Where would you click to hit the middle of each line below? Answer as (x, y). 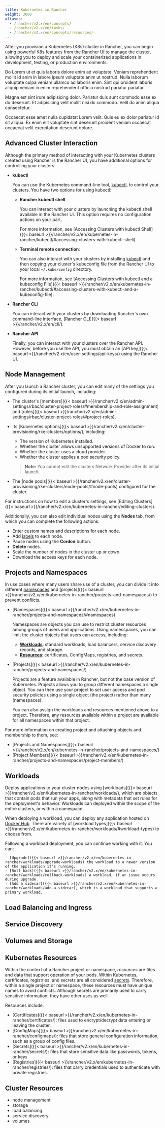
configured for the (137, 486)
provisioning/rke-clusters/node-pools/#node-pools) (65, 486)
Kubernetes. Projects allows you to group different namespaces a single (85, 685)
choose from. (19, 834)
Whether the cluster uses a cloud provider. (63, 451)
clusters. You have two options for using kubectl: (62, 190)
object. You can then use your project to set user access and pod (79, 690)
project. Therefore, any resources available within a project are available (85, 715)
